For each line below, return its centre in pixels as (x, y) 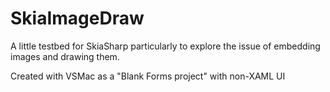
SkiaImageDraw (77, 18)
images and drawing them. (65, 56)
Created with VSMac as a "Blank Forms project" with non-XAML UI (148, 76)
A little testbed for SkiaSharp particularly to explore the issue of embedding (165, 46)
